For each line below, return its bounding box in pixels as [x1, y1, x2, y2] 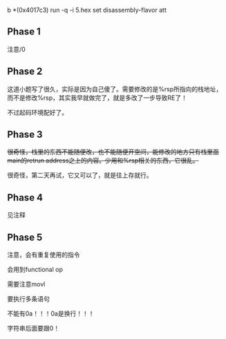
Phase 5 [7, 231, 43, 243]
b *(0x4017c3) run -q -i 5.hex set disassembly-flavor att [7, 6, 167, 14]
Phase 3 [7, 129, 43, 140]
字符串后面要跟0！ [7, 324, 60, 333]
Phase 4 [7, 192, 44, 203]
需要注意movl [7, 280, 46, 288]
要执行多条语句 [7, 295, 50, 303]
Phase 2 [7, 66, 43, 77]
